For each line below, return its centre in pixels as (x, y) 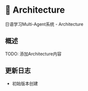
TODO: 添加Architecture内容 (33, 54)
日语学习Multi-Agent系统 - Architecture (44, 24)
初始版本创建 (25, 83)
